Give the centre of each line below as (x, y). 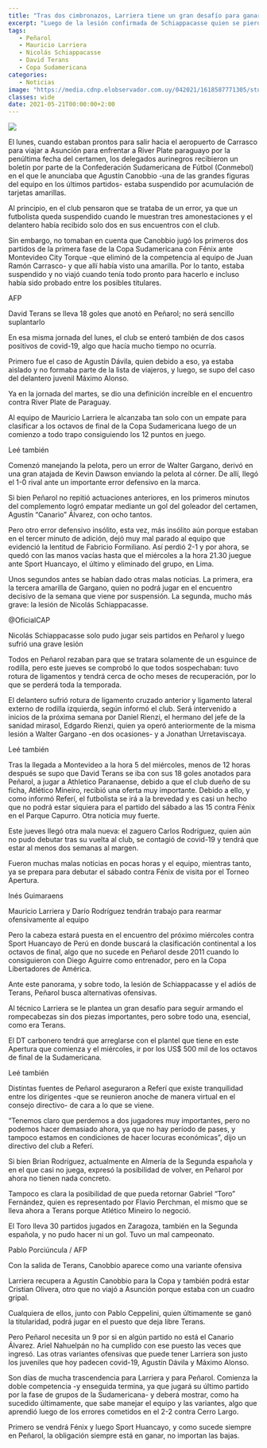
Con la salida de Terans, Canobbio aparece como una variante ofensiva (125, 1266)
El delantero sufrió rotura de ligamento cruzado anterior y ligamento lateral (130, 701)
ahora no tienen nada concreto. (60, 1178)
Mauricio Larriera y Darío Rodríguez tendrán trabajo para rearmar (115, 911)
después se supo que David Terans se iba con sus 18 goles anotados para (130, 774)
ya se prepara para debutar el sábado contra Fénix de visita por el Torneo (129, 872)
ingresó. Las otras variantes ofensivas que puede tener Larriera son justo (128, 1354)
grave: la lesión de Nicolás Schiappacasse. (78, 605)
